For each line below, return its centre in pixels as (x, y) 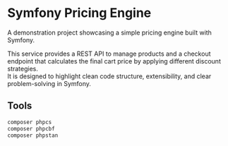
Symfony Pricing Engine (79, 13)
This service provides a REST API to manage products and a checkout (109, 54)
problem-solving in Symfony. (49, 83)
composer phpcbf (31, 128)
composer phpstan (33, 135)
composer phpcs (30, 122)
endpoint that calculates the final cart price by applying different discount (114, 61)
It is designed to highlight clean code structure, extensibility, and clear (109, 76)
